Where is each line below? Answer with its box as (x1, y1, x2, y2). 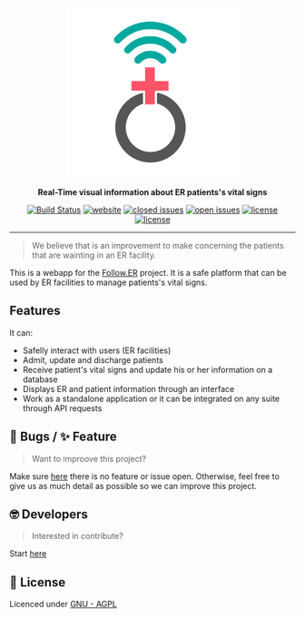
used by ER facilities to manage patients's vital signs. (9, 277, 208, 288)
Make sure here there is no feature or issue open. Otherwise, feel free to (9, 470, 280, 482)
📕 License (9, 574, 66, 590)
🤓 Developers (9, 506, 89, 523)
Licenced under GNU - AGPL (9, 599, 118, 610)
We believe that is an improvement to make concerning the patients (31, 240, 284, 250)
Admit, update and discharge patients (22, 354, 163, 365)
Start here (9, 548, 47, 559)
